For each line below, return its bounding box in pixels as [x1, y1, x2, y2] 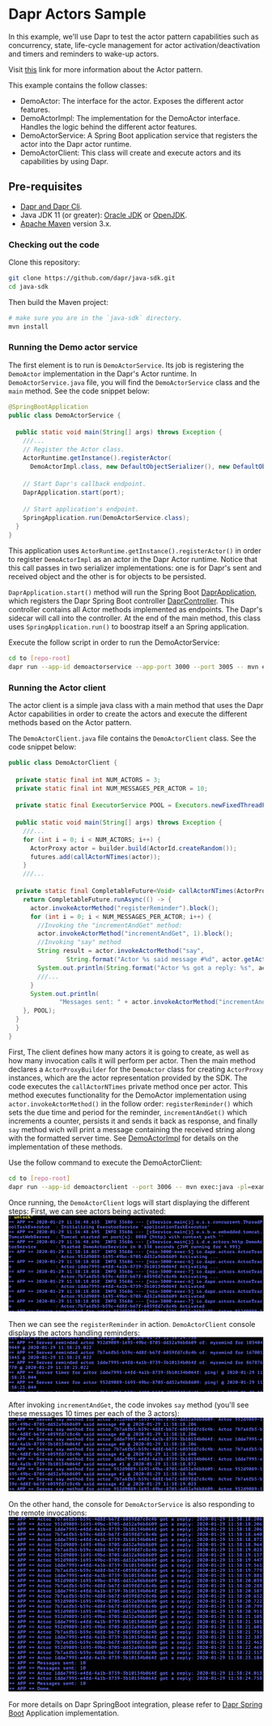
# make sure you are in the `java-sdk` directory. [8, 314, 183, 322]
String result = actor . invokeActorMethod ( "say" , [37, 947, 205, 955]
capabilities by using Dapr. [19, 156, 109, 166]
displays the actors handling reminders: [8, 1328, 140, 1338]
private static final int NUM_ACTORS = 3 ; [15, 775, 161, 784]
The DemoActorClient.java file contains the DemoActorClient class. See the [8, 733, 257, 743]
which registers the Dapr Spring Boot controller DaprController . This [8, 595, 235, 605]
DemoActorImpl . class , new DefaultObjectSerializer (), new [29, 462, 230, 470]
